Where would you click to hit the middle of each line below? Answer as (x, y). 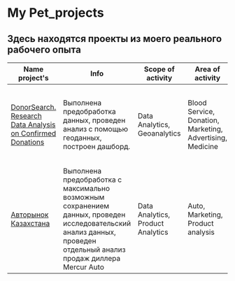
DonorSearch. (34, 107)
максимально (86, 188)
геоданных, (82, 138)
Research (26, 116)
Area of (207, 69)
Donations (28, 142)
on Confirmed (34, 133)
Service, (201, 111)
